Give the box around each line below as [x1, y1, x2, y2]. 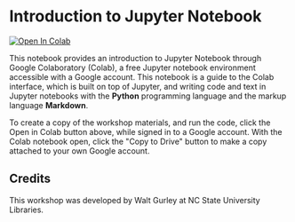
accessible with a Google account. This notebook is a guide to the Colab [9, 71, 275, 82]
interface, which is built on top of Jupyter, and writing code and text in [9, 81, 267, 91]
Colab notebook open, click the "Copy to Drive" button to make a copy [9, 136, 267, 147]
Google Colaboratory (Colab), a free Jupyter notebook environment [9, 62, 256, 73]
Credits [9, 171, 52, 186]
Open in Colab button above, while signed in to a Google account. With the [9, 126, 283, 137]
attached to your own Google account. [9, 145, 150, 156]
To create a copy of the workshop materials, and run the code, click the [9, 117, 271, 128]
